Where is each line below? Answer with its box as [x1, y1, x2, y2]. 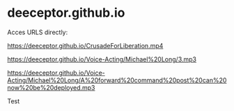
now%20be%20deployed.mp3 [7, 83, 95, 91]
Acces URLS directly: [7, 28, 68, 36]
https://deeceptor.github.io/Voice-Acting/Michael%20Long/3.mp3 [7, 54, 197, 64]
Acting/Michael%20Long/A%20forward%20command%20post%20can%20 [7, 75, 227, 84]
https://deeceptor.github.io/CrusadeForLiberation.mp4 [7, 41, 164, 50]
